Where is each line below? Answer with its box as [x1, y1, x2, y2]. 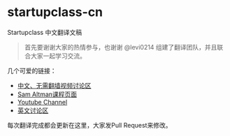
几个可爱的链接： [7, 66, 57, 75]
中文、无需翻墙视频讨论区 [17, 81, 92, 89]
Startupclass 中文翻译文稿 [7, 28, 82, 36]
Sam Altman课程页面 [17, 90, 78, 98]
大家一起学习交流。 [30, 52, 86, 60]
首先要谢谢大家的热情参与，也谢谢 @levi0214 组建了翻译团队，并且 [24, 43, 217, 51]
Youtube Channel [17, 98, 68, 106]
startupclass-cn [7, 4, 103, 20]
